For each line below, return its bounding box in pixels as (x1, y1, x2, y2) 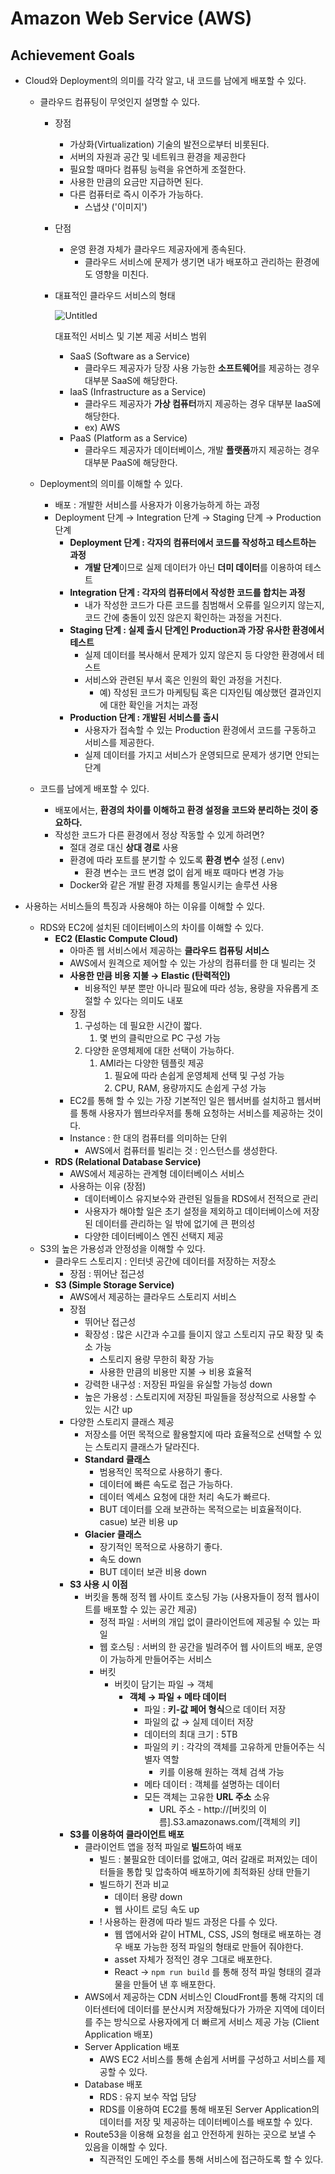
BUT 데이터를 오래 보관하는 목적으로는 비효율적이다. (99, 1503, 302, 1515)
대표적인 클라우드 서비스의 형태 (54, 290, 176, 301)
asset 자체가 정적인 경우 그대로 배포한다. (114, 1953, 273, 1965)
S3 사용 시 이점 (69, 1578, 128, 1590)
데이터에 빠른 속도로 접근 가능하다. (99, 1478, 233, 1490)
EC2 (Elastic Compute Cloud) (54, 933, 179, 944)
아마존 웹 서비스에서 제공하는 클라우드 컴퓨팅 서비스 (69, 945, 270, 956)
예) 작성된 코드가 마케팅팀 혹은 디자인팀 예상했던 (99, 687, 287, 698)
